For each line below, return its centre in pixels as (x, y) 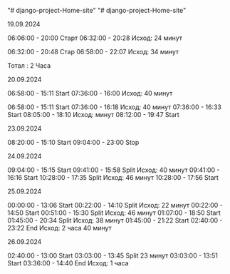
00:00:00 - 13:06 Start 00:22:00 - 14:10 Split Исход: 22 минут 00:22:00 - (115, 205)
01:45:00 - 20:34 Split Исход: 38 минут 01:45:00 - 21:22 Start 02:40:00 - (115, 220)
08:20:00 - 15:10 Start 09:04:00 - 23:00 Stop (73, 142)
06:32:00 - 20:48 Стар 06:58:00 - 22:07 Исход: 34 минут (93, 52)
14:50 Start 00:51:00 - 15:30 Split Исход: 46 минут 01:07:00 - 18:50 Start (114, 213)
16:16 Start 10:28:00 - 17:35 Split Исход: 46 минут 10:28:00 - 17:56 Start (113, 177)
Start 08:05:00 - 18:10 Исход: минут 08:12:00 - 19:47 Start (93, 115)
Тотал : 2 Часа (29, 66)
